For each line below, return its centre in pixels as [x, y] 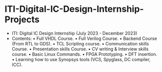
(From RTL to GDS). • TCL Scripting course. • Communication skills [80, 43]
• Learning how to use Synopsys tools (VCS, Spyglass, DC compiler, [81, 59]
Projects [22, 19]
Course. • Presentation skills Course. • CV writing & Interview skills [80, 49]
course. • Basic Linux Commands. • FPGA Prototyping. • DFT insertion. [84, 54]
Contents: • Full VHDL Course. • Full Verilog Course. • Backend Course [84, 38]
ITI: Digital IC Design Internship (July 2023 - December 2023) [75, 33]
